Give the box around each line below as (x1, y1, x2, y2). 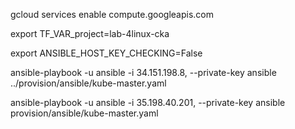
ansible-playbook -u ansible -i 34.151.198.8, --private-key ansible (10, 67, 277, 78)
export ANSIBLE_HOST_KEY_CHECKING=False (10, 47, 203, 59)
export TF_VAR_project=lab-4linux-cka (10, 28, 170, 39)
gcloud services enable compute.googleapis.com (10, 9, 215, 20)
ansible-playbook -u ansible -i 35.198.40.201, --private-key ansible (10, 97, 286, 108)
